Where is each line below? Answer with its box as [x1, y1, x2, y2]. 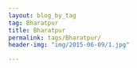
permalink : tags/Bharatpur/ [8, 33, 102, 42]
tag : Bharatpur [8, 19, 59, 27]
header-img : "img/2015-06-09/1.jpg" [8, 41, 130, 49]
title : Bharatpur [8, 26, 66, 34]
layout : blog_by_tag [8, 11, 77, 20]
